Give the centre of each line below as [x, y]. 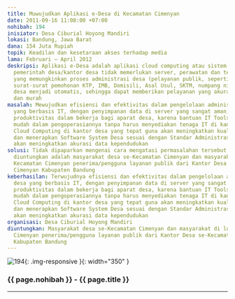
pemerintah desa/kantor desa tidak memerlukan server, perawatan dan [117, 72]
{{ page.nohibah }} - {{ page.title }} [68, 279]
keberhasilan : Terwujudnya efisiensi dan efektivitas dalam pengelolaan [115, 176]
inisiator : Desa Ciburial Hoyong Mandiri [69, 33]
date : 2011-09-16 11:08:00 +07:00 [58, 20]
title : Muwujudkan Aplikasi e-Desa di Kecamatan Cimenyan [93, 14]
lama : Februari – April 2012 [50, 60]
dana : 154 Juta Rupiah [40, 46]
